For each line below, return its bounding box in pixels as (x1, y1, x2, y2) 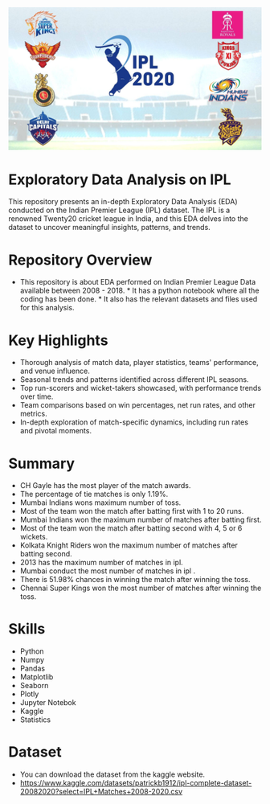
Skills (8, 620, 46, 638)
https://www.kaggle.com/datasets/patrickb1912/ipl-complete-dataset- (19, 778, 252, 788)
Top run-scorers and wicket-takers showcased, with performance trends (19, 384, 262, 393)
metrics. (19, 409, 48, 419)
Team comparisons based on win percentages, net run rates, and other (19, 400, 256, 410)
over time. (19, 392, 54, 401)
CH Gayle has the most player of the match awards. (19, 481, 191, 490)
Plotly (19, 689, 39, 699)
